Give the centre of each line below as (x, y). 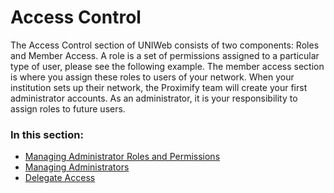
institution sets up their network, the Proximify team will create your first (159, 87)
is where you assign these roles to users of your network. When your (152, 77)
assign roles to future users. (68, 108)
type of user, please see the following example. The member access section (167, 66)
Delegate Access (60, 178)
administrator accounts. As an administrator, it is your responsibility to (154, 98)
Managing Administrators (77, 167)
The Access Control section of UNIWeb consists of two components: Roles (165, 45)
